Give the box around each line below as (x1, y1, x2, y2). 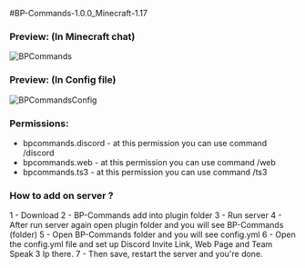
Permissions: (9, 117, 69, 130)
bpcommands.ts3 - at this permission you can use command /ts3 (22, 166, 268, 177)
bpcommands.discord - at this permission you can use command (22, 137, 268, 148)
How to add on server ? (9, 189, 114, 202)
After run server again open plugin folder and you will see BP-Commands (9, 220, 284, 231)
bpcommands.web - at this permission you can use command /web (22, 156, 276, 167)
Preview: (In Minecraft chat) (9, 30, 136, 43)
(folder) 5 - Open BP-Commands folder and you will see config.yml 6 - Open (9, 229, 296, 240)
